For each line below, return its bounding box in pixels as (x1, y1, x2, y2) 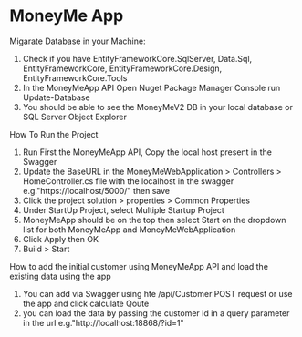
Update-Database (22, 92, 90, 103)
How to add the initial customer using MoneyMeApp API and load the (9, 260, 269, 271)
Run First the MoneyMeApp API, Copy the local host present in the (22, 147, 272, 158)
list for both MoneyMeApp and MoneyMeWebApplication (22, 224, 236, 235)
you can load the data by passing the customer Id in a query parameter (22, 307, 290, 319)
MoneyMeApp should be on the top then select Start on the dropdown (22, 214, 286, 225)
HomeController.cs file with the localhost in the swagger (22, 175, 234, 187)
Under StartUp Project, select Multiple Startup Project (22, 204, 225, 215)
